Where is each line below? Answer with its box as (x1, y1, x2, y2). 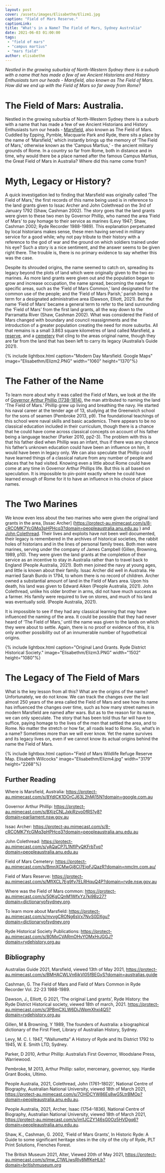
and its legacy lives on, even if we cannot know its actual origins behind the (5, 736, 159, 742)
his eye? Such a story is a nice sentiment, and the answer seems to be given (5, 244, 160, 250)
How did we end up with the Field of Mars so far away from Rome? (5, 83, 141, 89)
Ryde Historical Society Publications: (5, 928, 80, 934)
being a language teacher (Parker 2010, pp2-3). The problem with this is (5, 434, 152, 440)
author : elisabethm (5, 53, 45, 58)
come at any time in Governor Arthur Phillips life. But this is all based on (5, 465, 150, 471)
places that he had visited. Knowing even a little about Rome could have (5, 460, 151, 466)
